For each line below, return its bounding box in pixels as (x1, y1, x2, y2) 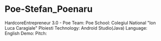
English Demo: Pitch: (4, 30, 47, 36)
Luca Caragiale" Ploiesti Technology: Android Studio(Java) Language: (4, 25, 148, 31)
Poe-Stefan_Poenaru (4, 3, 93, 15)
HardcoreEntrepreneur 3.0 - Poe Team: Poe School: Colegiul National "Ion (4, 20, 156, 26)
